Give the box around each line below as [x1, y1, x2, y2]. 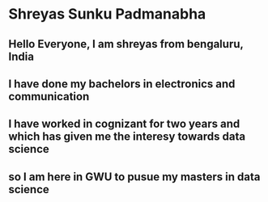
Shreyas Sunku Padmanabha [8, 5, 206, 23]
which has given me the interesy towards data [8, 130, 245, 144]
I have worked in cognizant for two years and [8, 117, 240, 131]
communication [8, 90, 90, 103]
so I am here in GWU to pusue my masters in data [8, 170, 261, 183]
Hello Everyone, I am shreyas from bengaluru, [8, 37, 244, 51]
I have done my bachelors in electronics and [8, 77, 236, 90]
